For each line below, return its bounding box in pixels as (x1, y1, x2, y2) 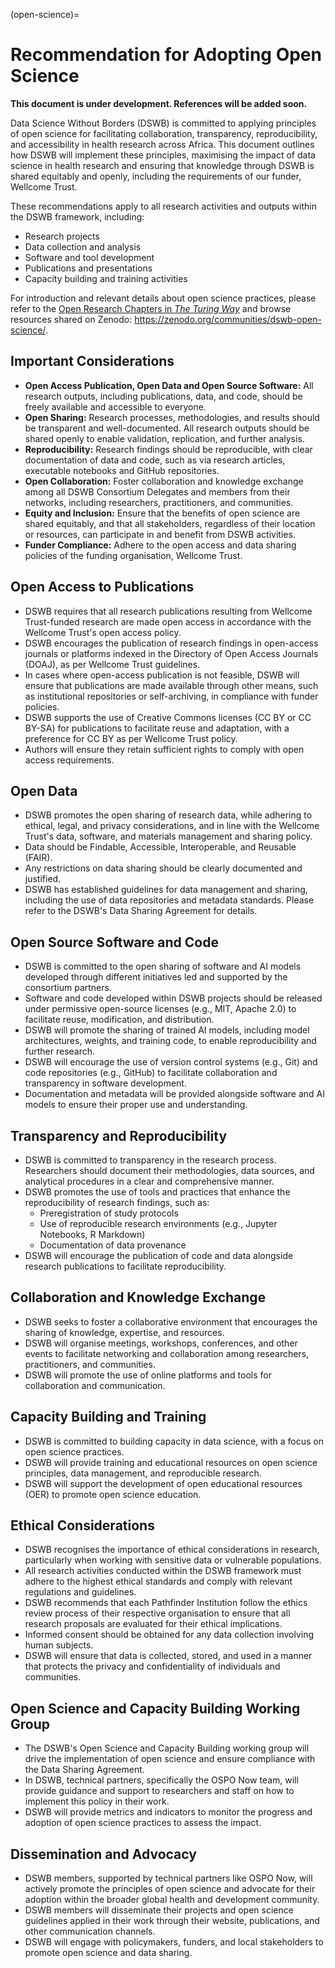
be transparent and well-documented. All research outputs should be (24, 422, 310, 434)
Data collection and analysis (24, 240, 142, 253)
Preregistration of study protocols (39, 1207, 179, 1219)
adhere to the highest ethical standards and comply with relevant (24, 1575, 293, 1588)
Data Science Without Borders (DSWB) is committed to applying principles (10, 117, 317, 129)
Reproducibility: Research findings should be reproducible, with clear (24, 443, 313, 455)
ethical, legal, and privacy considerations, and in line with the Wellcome (24, 820, 320, 832)
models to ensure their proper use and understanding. (24, 1099, 248, 1111)
